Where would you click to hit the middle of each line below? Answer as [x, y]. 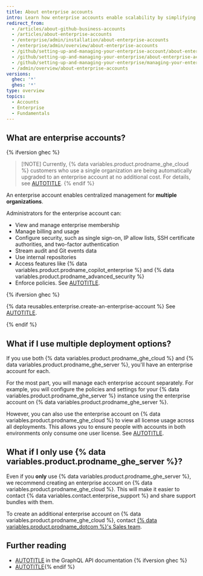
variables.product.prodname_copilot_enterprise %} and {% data [95, 270]
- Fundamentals [31, 113]
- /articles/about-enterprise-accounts [62, 35]
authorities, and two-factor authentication [67, 244]
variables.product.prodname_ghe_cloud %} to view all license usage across [100, 420]
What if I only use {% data [56, 452]
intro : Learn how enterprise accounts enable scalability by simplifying [101, 18]
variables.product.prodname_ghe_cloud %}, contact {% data [82, 520]
